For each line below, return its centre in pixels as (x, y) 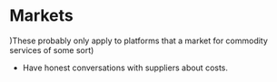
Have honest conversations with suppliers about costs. (125, 68)
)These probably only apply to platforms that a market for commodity (138, 41)
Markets (42, 16)
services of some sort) (52, 50)
